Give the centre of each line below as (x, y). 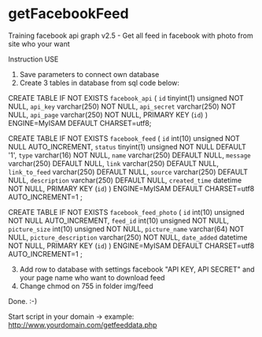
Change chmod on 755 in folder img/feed (86, 286)
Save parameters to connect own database (89, 74)
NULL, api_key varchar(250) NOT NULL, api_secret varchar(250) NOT (122, 106)
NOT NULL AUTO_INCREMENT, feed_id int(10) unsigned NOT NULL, (119, 220)
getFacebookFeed (68, 14)
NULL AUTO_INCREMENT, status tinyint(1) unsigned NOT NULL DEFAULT (127, 146)
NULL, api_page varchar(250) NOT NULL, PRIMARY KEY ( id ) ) (108, 114)
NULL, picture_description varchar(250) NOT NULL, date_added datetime (128, 237)
